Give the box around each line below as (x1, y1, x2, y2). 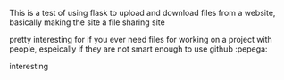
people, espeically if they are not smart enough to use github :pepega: (9, 44, 268, 54)
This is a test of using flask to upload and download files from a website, (9, 8, 276, 18)
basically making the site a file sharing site (9, 17, 165, 28)
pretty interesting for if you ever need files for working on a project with (9, 35, 272, 44)
